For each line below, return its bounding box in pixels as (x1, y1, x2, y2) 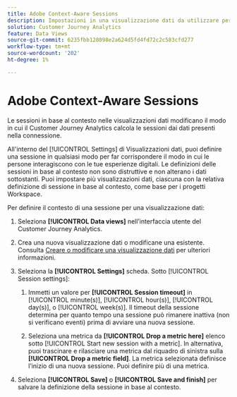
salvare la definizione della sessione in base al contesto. (17, 382, 181, 391)
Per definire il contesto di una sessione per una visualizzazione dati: (7, 203, 205, 212)
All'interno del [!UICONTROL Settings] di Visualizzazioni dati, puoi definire (7, 145, 222, 153)
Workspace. (7, 190, 42, 198)
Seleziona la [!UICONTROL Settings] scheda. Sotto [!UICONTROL (17, 267, 209, 275)
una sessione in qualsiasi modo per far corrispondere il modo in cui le (7, 152, 209, 161)
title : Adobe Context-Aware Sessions (7, 10, 119, 18)
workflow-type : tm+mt (7, 43, 71, 50)
